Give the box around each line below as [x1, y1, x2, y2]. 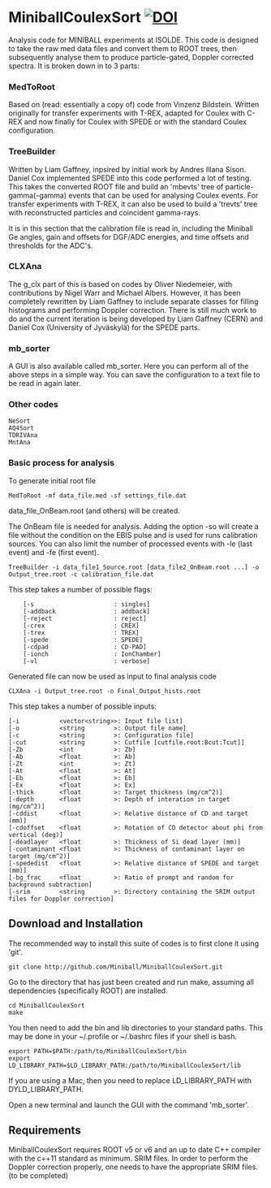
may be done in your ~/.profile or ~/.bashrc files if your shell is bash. [8, 1031, 238, 1041]
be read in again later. [8, 379, 81, 388]
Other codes [8, 399, 58, 410]
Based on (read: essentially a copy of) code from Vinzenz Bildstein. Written [8, 100, 260, 110]
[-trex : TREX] [23, 628, 140, 637]
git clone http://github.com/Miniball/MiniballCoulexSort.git [8, 963, 223, 971]
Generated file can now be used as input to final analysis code [8, 671, 217, 681]
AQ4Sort [8, 424, 35, 432]
